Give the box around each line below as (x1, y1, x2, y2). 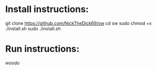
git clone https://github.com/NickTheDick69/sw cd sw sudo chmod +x (5, 20, 152, 26)
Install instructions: (5, 4, 89, 15)
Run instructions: (5, 43, 80, 55)
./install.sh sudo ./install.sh (5, 25, 61, 31)
